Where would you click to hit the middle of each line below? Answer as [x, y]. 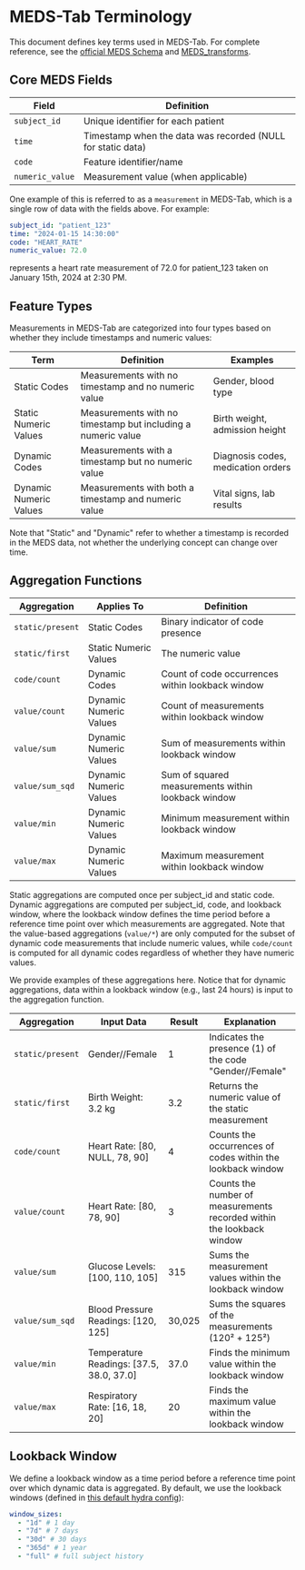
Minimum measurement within [226, 817]
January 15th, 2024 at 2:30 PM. [69, 278]
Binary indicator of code [212, 621]
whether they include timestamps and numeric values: [111, 338]
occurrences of [241, 1146]
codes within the [244, 1157]
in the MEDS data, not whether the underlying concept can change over [144, 543]
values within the [245, 1278]
